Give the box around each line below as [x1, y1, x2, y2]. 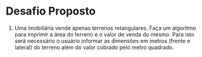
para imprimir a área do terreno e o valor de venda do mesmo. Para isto [14, 30, 195, 38]
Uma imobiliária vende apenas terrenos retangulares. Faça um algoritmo [14, 24, 197, 32]
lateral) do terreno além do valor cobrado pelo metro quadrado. [14, 44, 175, 51]
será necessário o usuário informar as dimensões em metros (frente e [14, 37, 190, 44]
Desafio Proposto [5, 4, 96, 18]
